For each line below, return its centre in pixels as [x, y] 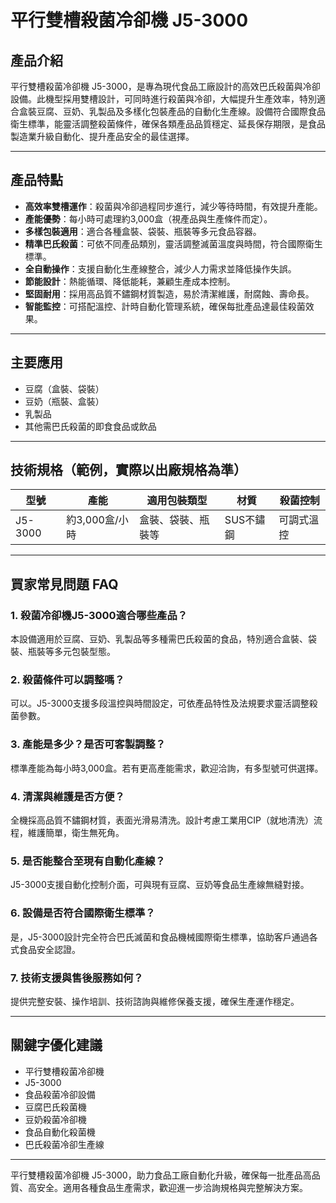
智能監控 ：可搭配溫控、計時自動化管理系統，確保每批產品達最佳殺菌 [165, 306]
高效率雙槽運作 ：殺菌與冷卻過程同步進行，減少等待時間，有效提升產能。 [173, 206]
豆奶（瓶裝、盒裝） [64, 401]
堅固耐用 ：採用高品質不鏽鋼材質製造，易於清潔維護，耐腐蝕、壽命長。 [169, 293]
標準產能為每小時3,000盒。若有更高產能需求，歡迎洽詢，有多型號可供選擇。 [167, 768]
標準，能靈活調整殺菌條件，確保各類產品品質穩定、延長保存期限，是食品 [176, 124]
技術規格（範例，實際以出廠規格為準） [128, 470]
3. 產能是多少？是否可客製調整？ [88, 744]
